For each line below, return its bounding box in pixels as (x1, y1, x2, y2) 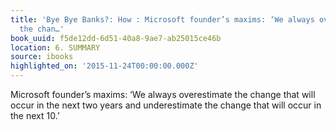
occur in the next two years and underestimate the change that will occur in (10, 99, 322, 111)
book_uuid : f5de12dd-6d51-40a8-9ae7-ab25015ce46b (10, 33, 222, 43)
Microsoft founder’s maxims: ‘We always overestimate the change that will (10, 89, 316, 100)
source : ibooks (10, 52, 74, 62)
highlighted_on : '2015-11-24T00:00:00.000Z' (10, 61, 199, 71)
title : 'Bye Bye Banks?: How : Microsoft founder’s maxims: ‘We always (10, 14, 315, 25)
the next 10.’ (10, 110, 60, 121)
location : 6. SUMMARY (10, 42, 101, 53)
